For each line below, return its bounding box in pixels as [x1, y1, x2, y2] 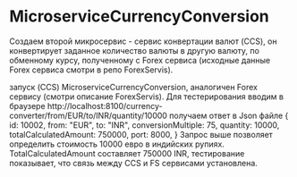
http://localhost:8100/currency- [47, 100, 163, 111]
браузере [9, 100, 47, 111]
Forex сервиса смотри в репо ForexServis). [9, 64, 174, 75]
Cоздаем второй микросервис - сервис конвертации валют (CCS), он [9, 36, 277, 46]
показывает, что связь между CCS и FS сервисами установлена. [9, 157, 258, 168]
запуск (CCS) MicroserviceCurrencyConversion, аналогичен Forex [9, 81, 258, 92]
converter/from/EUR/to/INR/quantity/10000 [9, 110, 168, 121]
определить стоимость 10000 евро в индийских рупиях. [9, 139, 225, 149]
